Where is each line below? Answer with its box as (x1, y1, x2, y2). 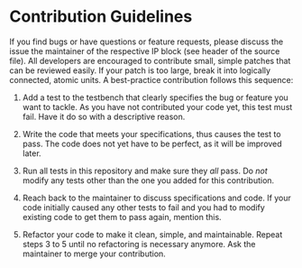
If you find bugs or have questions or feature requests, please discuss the (9, 36, 284, 47)
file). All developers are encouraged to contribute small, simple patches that (9, 55, 291, 66)
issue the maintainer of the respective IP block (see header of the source (9, 45, 280, 56)
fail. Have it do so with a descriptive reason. (22, 111, 186, 122)
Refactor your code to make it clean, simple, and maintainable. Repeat (22, 228, 283, 240)
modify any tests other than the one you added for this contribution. (22, 174, 275, 186)
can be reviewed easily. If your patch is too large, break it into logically (9, 65, 271, 76)
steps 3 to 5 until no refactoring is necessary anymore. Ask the (22, 238, 256, 249)
